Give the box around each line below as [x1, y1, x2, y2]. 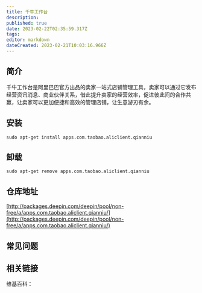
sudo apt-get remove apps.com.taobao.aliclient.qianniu [6, 168, 150, 175]
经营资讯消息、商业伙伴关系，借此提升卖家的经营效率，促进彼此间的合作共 [6, 91, 191, 98]
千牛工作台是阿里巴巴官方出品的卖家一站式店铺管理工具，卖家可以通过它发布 [6, 83, 197, 90]
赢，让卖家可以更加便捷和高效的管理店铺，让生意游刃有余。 [6, 98, 154, 106]
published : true [6, 20, 47, 26]
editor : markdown [6, 37, 50, 43]
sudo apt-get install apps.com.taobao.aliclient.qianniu [6, 134, 153, 140]
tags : [6, 31, 20, 37]
